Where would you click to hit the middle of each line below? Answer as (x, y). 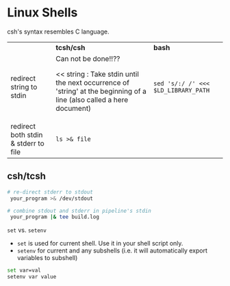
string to (24, 87)
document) (73, 108)
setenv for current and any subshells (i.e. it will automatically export (112, 250)
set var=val (24, 271)
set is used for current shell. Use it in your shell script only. (100, 244)
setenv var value (32, 277)
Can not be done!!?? (88, 58)
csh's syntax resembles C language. (58, 31)
